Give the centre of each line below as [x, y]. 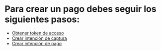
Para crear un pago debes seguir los [81, 9]
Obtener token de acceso [38, 33]
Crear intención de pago [37, 43]
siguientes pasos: [42, 19]
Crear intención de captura [40, 38]
